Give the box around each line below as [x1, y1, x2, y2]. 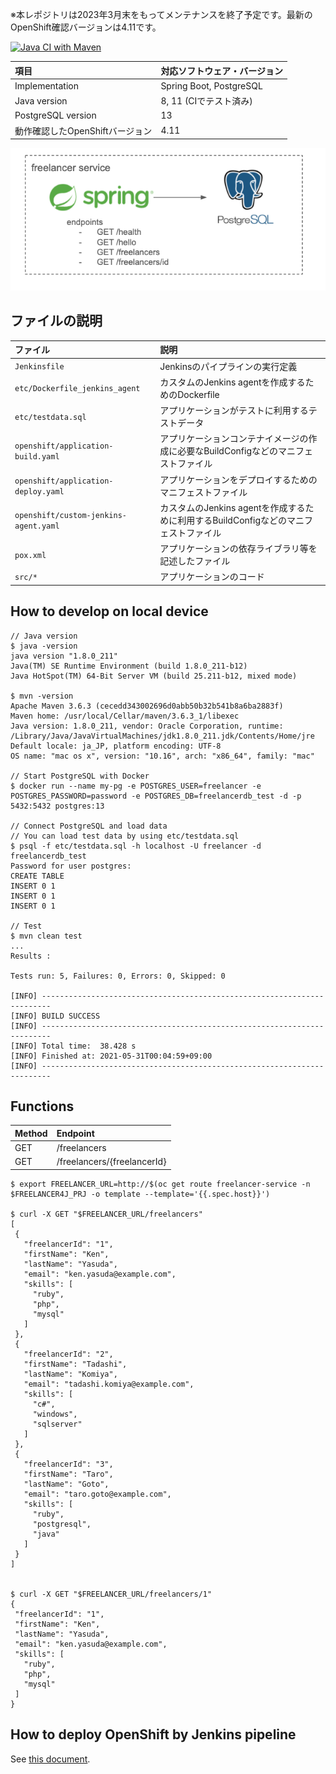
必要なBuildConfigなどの [177, 445, 278, 457]
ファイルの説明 [10, 313, 103, 330]
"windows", [32, 1409, 78, 1419]
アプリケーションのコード [159, 571, 265, 583]
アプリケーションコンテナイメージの [159, 433, 309, 445]
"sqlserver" [32, 1419, 83, 1429]
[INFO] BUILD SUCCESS [10, 1011, 101, 1021]
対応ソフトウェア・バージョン [160, 64, 284, 77]
